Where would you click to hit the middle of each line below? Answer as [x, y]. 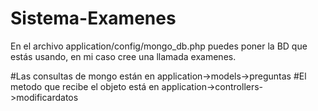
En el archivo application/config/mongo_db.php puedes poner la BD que [159, 46]
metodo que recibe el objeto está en [85, 86]
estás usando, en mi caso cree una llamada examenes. [123, 56]
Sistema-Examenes [93, 18]
